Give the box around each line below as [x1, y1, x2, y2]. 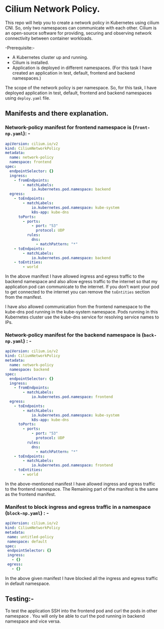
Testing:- [5, 595, 34, 603]
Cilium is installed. [12, 59, 49, 65]
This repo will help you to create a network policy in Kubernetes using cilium [5, 20, 160, 26]
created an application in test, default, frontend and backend [12, 70, 135, 76]
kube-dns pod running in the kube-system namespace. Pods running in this [5, 309, 158, 315]
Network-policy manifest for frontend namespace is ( [5, 124, 135, 131]
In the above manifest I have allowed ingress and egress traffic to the [5, 273, 145, 279]
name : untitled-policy [7, 534, 54, 539]
